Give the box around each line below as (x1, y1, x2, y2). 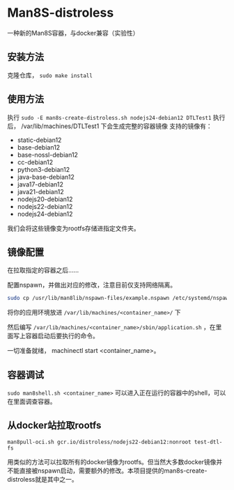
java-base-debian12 (17, 173, 75, 181)
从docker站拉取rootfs (7, 420, 102, 432)
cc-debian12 (17, 158, 54, 166)
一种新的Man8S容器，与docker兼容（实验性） (7, 29, 139, 37)
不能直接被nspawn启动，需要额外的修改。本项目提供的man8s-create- (7, 466, 208, 475)
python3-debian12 (17, 165, 70, 173)
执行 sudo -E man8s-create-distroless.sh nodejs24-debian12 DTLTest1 (7, 113, 212, 121)
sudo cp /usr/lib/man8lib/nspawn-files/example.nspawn (7, 294, 170, 302)
